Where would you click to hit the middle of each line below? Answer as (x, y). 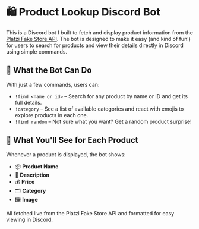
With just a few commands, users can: (53, 84)
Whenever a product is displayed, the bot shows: (66, 154)
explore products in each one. (51, 115)
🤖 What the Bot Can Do (49, 70)
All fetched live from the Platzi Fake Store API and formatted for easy (90, 213)
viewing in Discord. (30, 219)
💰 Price (25, 181)
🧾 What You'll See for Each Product (72, 140)
